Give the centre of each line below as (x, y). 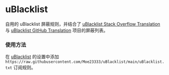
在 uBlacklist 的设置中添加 (32, 57)
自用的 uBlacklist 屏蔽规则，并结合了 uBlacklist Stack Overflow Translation (83, 24)
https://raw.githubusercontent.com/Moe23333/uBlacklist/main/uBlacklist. (85, 62)
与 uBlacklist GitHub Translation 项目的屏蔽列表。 (57, 30)
